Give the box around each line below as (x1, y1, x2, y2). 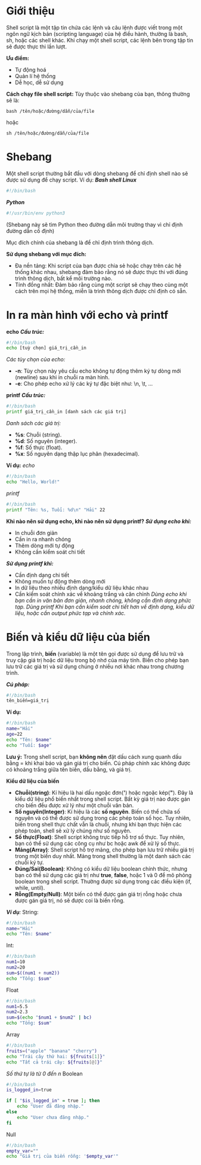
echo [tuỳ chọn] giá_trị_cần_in (6, 345, 86, 351)
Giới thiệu (6, 4, 55, 18)
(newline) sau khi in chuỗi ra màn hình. (14, 374, 110, 381)
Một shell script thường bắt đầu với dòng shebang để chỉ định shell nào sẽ (6, 170, 188, 177)
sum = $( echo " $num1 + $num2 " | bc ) (6, 1015, 92, 1020)
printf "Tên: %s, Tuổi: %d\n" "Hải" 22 (6, 506, 106, 513)
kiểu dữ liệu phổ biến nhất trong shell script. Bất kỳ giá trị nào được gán (14, 795, 191, 803)
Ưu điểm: (6, 54, 30, 62)
